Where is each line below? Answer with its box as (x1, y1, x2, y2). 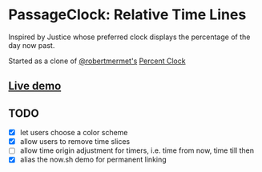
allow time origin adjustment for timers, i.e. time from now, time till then (19, 146, 255, 155)
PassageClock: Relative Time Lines (8, 6, 247, 24)
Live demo (8, 79, 62, 93)
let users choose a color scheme (19, 128, 128, 138)
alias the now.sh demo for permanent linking (19, 154, 167, 165)
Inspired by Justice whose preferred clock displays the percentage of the (8, 32, 251, 42)
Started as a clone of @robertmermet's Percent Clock (8, 56, 186, 66)
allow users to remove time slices (19, 137, 131, 146)
